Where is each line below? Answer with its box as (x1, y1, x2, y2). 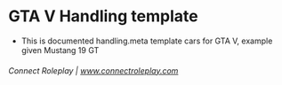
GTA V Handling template (8, 6, 198, 27)
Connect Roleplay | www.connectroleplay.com (8, 65, 179, 76)
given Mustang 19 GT (20, 44, 100, 55)
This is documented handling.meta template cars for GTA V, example (20, 35, 273, 46)
